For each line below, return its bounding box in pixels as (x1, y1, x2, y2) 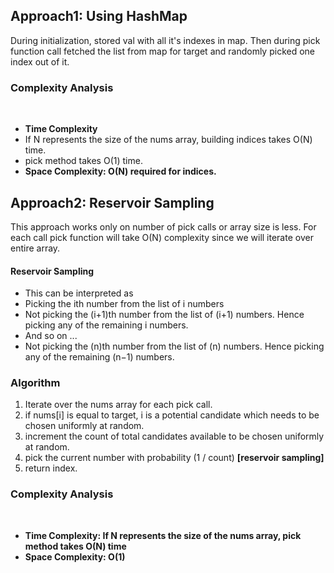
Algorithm (10, 376, 61, 390)
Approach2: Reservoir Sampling (10, 194, 215, 211)
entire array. (10, 242, 61, 254)
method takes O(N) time (24, 540, 127, 552)
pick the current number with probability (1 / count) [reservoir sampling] (24, 452, 325, 464)
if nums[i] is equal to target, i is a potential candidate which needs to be (24, 409, 320, 421)
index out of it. (10, 55, 70, 68)
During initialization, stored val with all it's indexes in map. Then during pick (10, 34, 321, 46)
